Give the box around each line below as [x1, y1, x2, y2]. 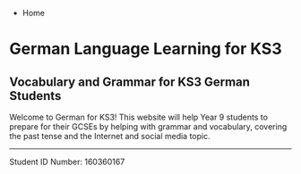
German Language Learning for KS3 [9, 39, 282, 59]
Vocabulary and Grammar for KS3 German [9, 74, 251, 89]
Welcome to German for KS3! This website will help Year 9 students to [9, 112, 269, 122]
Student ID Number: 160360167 [9, 156, 125, 167]
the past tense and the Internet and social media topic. [9, 131, 211, 141]
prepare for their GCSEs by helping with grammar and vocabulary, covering [9, 121, 288, 132]
